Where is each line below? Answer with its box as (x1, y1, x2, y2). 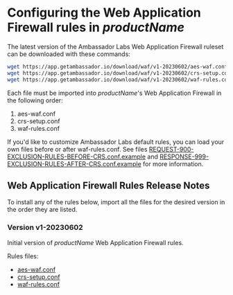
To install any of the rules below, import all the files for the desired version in (7, 198, 225, 206)
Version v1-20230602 (7, 223, 83, 233)
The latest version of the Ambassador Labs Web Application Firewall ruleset (7, 42, 224, 51)
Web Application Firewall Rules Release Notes (7, 179, 210, 191)
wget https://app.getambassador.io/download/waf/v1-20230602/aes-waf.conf (7, 63, 228, 70)
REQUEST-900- (148, 145, 194, 153)
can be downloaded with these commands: (7, 50, 130, 58)
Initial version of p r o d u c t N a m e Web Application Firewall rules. (7, 238, 184, 247)
